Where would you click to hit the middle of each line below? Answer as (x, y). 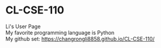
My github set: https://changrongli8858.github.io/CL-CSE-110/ (80, 39)
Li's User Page (23, 26)
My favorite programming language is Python (60, 32)
